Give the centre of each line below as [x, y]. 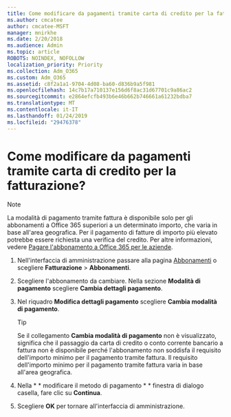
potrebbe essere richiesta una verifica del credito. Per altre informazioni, [110, 240]
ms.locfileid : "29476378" [44, 122]
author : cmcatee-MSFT [38, 26]
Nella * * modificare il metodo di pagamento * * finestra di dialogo [110, 385]
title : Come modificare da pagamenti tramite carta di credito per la [110, 13]
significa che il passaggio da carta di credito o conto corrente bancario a [120, 343]
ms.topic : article [33, 52]
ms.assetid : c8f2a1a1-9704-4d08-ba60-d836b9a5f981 [81, 84]
